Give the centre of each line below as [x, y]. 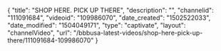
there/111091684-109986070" [51, 40]
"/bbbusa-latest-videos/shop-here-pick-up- [138, 33]
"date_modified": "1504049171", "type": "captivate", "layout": [97, 25]
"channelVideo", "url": [40, 33]
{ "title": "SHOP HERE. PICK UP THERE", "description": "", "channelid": [110, 10]
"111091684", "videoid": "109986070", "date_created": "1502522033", [109, 18]
